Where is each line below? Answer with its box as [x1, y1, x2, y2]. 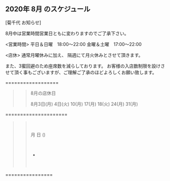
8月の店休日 [30, 90, 56, 96]
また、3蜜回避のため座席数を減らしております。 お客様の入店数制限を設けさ [5, 63, 165, 69]
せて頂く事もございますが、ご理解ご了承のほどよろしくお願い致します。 [5, 69, 157, 75]
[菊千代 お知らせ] [5, 19, 41, 26]
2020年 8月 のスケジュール [5, 5, 90, 14]
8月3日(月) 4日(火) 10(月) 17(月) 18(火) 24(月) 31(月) [30, 101, 138, 107]
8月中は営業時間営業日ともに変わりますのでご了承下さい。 [5, 30, 129, 36]
